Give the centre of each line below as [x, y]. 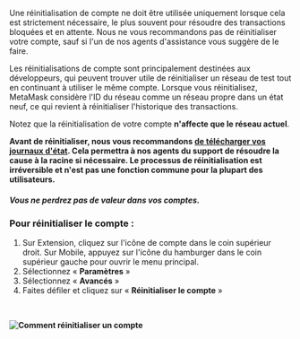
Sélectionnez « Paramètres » [76, 271]
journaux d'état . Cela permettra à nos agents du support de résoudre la [144, 151]
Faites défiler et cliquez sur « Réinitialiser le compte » [122, 290]
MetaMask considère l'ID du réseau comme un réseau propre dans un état [146, 97]
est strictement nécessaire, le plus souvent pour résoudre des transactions [147, 22]
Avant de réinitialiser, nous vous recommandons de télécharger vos [137, 141]
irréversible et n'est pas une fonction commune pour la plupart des [136, 170]
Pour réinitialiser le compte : [72, 223]
